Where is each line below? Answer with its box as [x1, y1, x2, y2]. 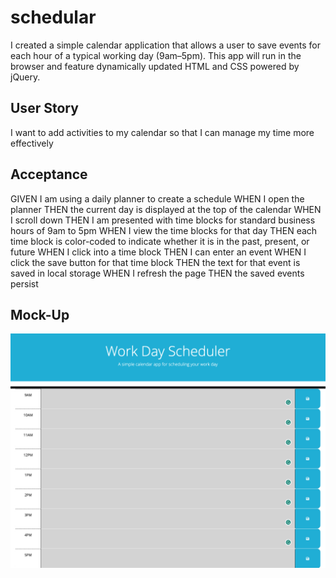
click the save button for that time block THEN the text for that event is [10, 256, 301, 268]
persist [10, 277, 39, 290]
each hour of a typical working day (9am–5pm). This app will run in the [10, 49, 302, 61]
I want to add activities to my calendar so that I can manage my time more [10, 126, 315, 138]
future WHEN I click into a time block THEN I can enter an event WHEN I [10, 246, 307, 258]
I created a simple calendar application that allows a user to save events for [10, 39, 322, 51]
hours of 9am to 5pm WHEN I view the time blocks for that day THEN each [10, 224, 318, 236]
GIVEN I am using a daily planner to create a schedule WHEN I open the [10, 192, 305, 205]
